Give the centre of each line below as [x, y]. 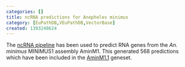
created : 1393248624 [32, 28]
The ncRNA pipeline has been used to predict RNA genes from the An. [92, 45]
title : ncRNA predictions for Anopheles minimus [67, 17]
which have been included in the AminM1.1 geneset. [69, 58]
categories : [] [25, 12]
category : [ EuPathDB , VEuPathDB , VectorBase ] [61, 23]
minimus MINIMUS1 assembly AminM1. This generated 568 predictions [92, 52]
